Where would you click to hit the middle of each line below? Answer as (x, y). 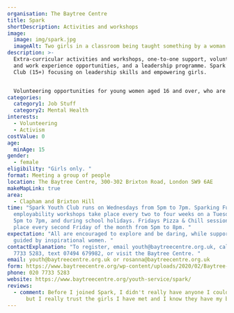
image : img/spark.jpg (45, 40)
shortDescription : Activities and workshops (73, 27)
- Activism (29, 130)
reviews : (20, 286)
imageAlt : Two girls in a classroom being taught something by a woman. (121, 46)
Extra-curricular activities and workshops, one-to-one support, (110, 59)
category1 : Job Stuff (45, 104)
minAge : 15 (29, 150)
